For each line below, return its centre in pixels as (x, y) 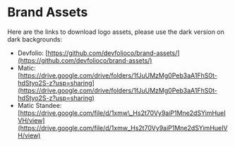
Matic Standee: (40, 105)
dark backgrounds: (35, 39)
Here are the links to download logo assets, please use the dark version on (116, 32)
